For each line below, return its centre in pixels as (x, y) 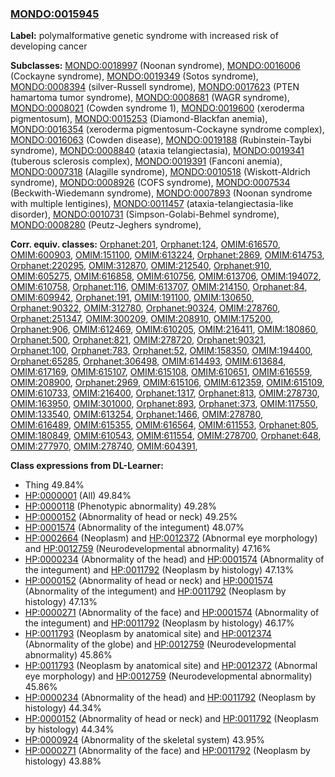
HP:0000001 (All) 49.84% (78, 496)
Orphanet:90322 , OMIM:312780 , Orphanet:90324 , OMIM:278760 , (145, 308)
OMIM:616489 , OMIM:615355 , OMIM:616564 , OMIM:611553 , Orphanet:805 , (164, 425)
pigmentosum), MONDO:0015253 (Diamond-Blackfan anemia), (139, 119)
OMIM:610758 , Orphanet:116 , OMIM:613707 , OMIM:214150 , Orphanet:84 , (159, 287)
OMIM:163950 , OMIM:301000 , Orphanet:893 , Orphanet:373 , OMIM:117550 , (164, 404)
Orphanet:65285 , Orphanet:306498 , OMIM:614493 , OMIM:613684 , (148, 361)
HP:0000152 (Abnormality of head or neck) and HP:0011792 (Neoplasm (171, 719)
